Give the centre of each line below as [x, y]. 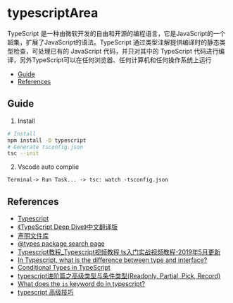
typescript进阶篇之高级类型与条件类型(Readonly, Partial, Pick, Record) [119, 276]
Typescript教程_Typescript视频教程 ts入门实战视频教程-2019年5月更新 [119, 252]
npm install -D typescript [47, 140]
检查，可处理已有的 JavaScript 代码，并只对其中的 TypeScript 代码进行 [116, 51]
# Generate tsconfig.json [45, 147]
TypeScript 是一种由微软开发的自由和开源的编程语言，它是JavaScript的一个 [116, 33]
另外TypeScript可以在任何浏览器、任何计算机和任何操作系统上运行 [115, 60]
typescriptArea [53, 13]
